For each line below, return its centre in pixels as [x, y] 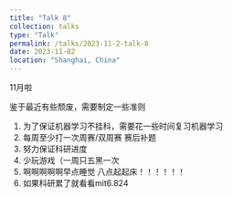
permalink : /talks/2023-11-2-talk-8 [79, 43]
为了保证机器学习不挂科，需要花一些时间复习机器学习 [123, 126]
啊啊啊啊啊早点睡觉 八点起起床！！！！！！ [104, 171]
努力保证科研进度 [55, 149]
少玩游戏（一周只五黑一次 [71, 160]
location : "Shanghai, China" [65, 60]
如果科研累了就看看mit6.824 [75, 183]
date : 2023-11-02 [42, 52]
